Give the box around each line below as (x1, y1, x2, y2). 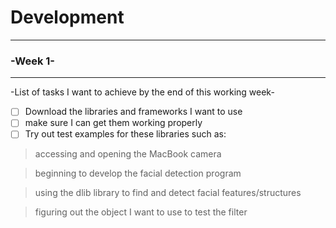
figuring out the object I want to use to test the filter (34, 206, 248, 218)
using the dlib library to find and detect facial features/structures (34, 187, 302, 199)
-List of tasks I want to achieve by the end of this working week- (10, 86, 275, 98)
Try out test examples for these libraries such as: (24, 128, 227, 140)
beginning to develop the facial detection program (34, 167, 242, 180)
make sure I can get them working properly (24, 117, 203, 129)
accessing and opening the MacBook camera (34, 148, 222, 160)
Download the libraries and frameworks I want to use (24, 106, 243, 118)
